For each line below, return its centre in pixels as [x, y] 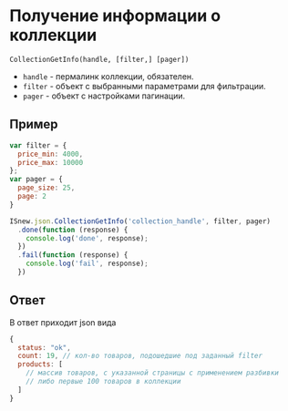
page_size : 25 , [46, 188]
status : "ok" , [44, 347]
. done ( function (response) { [73, 230]
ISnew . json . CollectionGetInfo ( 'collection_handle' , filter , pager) [140, 221]
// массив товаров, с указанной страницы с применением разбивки [153, 373]
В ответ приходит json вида [63, 322]
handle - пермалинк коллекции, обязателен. [108, 76]
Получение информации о [115, 16]
